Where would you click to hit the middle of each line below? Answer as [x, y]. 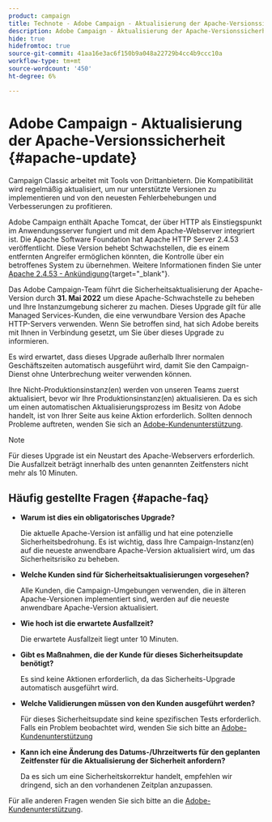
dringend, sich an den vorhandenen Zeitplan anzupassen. [116, 785]
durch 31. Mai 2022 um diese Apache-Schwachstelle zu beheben [145, 298]
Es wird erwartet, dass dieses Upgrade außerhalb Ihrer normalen [117, 357]
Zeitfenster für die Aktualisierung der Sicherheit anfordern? [123, 761]
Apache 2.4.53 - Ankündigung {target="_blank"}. [89, 273]
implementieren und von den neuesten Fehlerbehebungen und [113, 197]
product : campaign [39, 16]
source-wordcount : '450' [50, 69]
